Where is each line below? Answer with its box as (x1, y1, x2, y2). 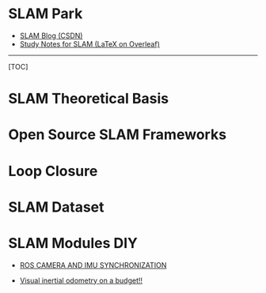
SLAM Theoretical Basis (8, 90, 169, 107)
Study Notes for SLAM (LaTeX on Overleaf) (19, 39, 160, 48)
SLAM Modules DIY (8, 234, 139, 252)
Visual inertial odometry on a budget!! (19, 276, 143, 285)
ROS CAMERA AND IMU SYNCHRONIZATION (19, 260, 167, 269)
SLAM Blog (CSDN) (19, 31, 83, 40)
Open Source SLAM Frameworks (8, 126, 227, 144)
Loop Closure (8, 162, 98, 180)
